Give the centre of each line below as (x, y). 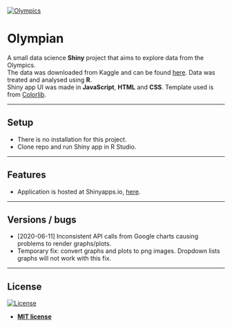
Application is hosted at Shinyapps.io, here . (79, 191)
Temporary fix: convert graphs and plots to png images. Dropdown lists (118, 251)
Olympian (36, 39)
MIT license (34, 317)
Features (27, 175)
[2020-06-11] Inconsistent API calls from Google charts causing (108, 236)
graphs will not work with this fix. (64, 259)
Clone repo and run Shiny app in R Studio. (77, 147)
